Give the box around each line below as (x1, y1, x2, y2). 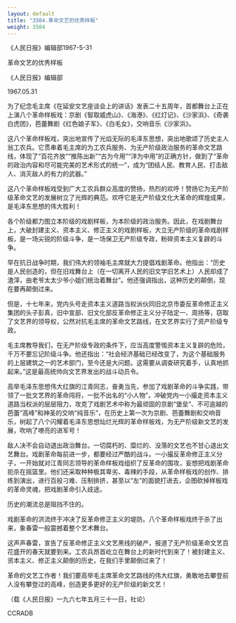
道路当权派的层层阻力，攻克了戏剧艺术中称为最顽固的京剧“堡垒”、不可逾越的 (7, 400, 228, 409)
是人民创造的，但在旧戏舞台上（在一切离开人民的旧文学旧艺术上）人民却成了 (7, 267, 229, 276)
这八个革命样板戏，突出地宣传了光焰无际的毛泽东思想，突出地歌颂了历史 (7, 134, 216, 143)
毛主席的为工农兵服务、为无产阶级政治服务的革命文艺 (62, 143, 216, 152)
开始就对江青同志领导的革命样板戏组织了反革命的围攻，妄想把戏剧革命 (25, 458, 229, 468)
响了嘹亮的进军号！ (25, 426, 81, 435)
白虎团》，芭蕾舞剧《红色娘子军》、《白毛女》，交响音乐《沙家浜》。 (7, 120, 195, 128)
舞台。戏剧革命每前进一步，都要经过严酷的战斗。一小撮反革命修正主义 (13, 450, 216, 458)
